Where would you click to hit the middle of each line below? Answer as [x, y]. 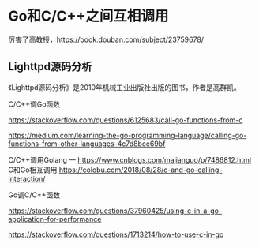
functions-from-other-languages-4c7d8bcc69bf [87, 144]
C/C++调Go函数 [34, 104]
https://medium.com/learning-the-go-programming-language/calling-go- [128, 135]
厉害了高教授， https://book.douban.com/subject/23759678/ [106, 39]
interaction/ [27, 178]
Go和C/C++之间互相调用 [88, 16]
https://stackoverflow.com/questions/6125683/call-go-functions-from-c [126, 120]
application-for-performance [55, 219]
